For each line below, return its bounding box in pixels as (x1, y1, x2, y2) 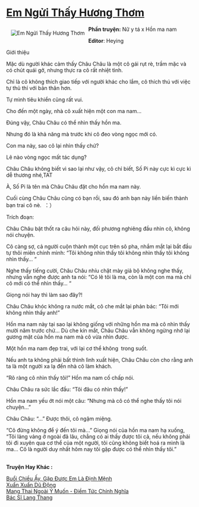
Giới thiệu (6, 48, 30, 56)
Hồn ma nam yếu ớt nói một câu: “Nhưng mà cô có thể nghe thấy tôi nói (6, 397, 182, 404)
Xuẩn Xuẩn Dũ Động (6, 481, 56, 488)
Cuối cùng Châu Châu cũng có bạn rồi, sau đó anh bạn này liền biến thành (6, 194, 188, 202)
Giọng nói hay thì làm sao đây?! (6, 291, 83, 298)
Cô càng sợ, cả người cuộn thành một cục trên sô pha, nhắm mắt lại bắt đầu (6, 243, 192, 250)
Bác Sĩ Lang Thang (6, 494, 53, 501)
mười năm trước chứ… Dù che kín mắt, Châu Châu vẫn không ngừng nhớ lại (6, 327, 190, 334)
